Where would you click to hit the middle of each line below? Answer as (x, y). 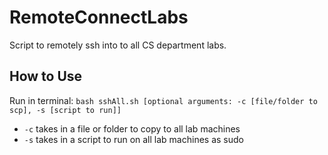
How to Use (46, 76)
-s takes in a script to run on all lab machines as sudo (133, 139)
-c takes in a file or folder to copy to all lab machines (132, 128)
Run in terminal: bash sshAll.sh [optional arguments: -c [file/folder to (163, 100)
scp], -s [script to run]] (65, 110)
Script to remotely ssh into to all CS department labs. (118, 45)
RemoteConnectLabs (99, 17)
